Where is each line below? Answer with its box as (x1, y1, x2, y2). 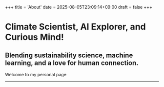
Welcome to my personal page (5, 72, 67, 77)
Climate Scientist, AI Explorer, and (5, 22, 146, 32)
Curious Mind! (5, 32, 64, 43)
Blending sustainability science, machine (5, 51, 133, 59)
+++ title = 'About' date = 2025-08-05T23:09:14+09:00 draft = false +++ (5, 4, 153, 10)
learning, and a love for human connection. (5, 59, 139, 67)
